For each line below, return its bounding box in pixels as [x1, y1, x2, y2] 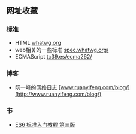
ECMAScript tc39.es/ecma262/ [14, 53, 92, 60]
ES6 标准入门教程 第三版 [14, 121, 75, 129]
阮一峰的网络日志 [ [14, 83, 61, 91]
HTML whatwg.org [14, 39, 61, 46]
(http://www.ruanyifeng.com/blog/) [14, 90, 102, 98]
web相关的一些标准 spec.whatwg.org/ [14, 46, 109, 53]
